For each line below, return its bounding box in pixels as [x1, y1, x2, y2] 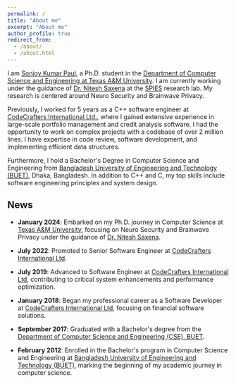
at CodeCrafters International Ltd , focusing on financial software [17, 304, 204, 312]
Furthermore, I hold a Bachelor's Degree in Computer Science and [7, 156, 199, 164]
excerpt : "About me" [7, 23, 68, 30]
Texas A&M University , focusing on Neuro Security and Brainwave [17, 225, 209, 233]
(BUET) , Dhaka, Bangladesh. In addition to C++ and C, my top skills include [7, 171, 225, 180]
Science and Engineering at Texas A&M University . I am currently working [7, 76, 221, 85]
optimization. [17, 283, 56, 291]
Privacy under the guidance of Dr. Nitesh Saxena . [17, 233, 161, 241]
